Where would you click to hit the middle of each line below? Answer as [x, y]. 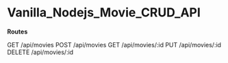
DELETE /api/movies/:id [40, 52]
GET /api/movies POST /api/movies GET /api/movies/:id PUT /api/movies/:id [114, 45]
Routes [17, 32]
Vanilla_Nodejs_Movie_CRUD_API [104, 13]
